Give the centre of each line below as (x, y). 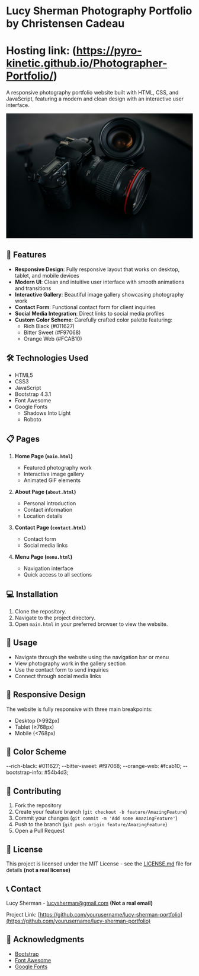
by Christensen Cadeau (65, 23)
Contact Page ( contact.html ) (50, 528)
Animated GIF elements (52, 480)
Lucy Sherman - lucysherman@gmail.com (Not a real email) (79, 903)
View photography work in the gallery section (70, 663)
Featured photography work (58, 468)
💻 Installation (32, 594)
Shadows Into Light (47, 413)
